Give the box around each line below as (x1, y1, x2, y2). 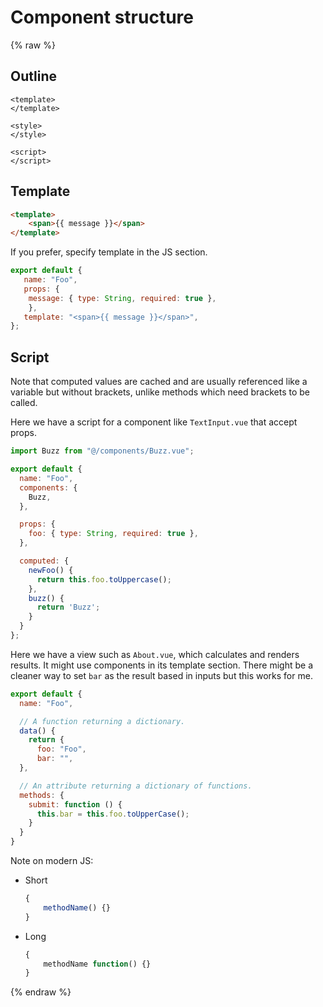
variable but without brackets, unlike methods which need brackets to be (10, 386, 311, 398)
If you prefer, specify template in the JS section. (10, 246, 208, 258)
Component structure (10, 6, 195, 29)
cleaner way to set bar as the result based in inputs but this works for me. (10, 669, 313, 681)
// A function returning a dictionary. (19, 716, 186, 726)
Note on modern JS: (10, 855, 94, 866)
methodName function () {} (43, 959, 152, 969)
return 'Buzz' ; (36, 602, 101, 613)
